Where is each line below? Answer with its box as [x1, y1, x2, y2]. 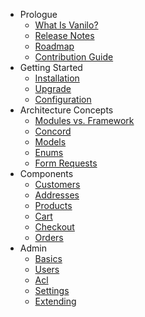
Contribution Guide [34, 51, 114, 63]
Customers [34, 179, 81, 190]
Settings [34, 285, 70, 296]
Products [34, 200, 73, 211]
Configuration [34, 94, 92, 105]
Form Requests [34, 157, 98, 169]
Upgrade [34, 83, 72, 94]
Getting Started [19, 62, 83, 73]
